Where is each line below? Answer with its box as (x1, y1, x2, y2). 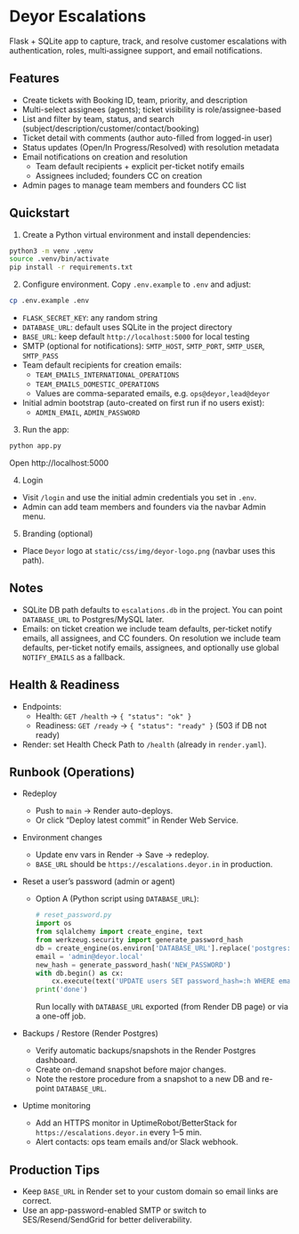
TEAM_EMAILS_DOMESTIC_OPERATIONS (35, 380, 160, 389)
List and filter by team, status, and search (21, 113, 175, 124)
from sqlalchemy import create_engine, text (35, 928, 204, 937)
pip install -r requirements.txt (9, 263, 133, 272)
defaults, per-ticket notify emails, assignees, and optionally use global (21, 642, 279, 653)
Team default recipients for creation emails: (21, 360, 182, 370)
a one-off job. (35, 1011, 86, 1021)
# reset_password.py (35, 911, 112, 920)
